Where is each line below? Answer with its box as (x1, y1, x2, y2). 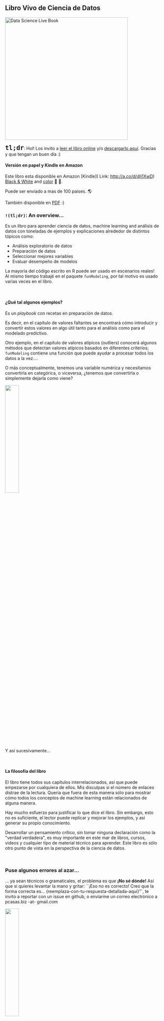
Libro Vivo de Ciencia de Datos (5, 4, 101, 12)
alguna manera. (5, 800, 37, 806)
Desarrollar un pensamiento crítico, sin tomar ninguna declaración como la (5, 829, 156, 835)
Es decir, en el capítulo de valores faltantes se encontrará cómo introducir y (5, 320, 158, 326)
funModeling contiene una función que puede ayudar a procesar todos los (5, 350, 154, 356)
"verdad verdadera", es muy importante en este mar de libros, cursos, (5, 835, 146, 841)
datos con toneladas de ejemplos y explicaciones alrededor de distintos (5, 228, 150, 234)
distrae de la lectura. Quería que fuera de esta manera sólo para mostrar (5, 790, 151, 795)
